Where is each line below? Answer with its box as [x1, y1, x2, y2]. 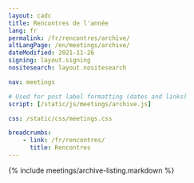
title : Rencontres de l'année [8, 19, 109, 27]
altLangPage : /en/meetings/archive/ [8, 42, 130, 50]
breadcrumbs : [8, 129, 52, 137]
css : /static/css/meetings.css [8, 114, 113, 122]
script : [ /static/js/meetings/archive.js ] [8, 100, 152, 108]
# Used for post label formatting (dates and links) [8, 93, 188, 101]
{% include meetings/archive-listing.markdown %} [8, 165, 175, 175]
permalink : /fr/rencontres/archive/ [8, 34, 130, 42]
